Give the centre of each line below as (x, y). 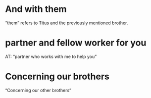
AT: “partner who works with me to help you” (51, 56)
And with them (36, 9)
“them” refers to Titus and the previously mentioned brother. (67, 23)
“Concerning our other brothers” (38, 90)
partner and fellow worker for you (76, 43)
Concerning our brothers (57, 76)
